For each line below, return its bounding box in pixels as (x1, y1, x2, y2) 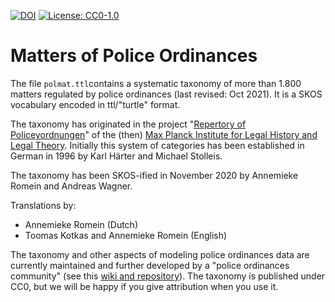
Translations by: (10, 199, 77, 211)
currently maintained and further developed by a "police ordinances (10, 259, 290, 271)
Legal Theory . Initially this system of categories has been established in (10, 139, 305, 151)
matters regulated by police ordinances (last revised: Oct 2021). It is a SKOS (10, 88, 323, 100)
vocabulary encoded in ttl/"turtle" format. (10, 98, 181, 110)
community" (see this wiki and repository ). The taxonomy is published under (10, 270, 326, 282)
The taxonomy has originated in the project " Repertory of (10, 118, 247, 130)
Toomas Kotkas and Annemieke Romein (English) (24, 229, 228, 241)
